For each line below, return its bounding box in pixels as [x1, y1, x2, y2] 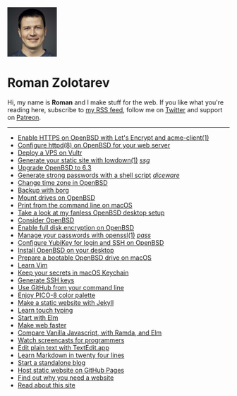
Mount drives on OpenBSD [17, 193, 95, 202]
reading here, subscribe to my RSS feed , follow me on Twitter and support [7, 105, 223, 114]
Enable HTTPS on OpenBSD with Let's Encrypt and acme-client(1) [17, 133, 209, 142]
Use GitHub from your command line [17, 283, 125, 292]
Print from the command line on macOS [17, 200, 133, 209]
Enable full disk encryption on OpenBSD [17, 223, 135, 232]
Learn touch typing [17, 306, 73, 314]
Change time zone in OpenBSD [17, 178, 108, 186]
